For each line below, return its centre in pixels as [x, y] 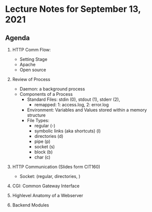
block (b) [43, 152]
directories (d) [49, 136]
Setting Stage [34, 59]
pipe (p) [42, 141]
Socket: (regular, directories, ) [50, 176]
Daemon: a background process [52, 89]
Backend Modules [31, 205]
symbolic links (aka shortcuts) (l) [68, 131]
